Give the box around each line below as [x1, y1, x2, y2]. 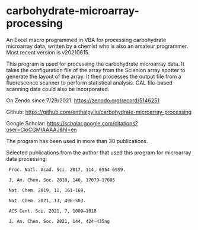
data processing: [6, 155, 47, 162]
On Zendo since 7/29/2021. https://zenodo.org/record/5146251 [6, 96, 160, 104]
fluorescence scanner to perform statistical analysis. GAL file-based [6, 79, 173, 86]
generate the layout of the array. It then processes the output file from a [6, 73, 182, 80]
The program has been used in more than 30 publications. [6, 137, 148, 144]
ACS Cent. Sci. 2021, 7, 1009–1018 [8, 208, 97, 214]
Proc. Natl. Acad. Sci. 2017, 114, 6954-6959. [8, 167, 126, 173]
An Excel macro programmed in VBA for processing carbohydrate [6, 36, 167, 43]
